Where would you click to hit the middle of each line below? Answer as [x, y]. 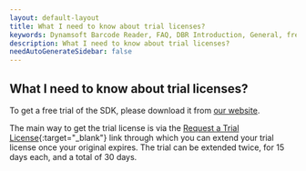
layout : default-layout [55, 18]
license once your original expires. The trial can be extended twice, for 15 [147, 147]
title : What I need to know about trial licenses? [107, 26]
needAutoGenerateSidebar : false [71, 52]
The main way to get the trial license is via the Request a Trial [124, 127]
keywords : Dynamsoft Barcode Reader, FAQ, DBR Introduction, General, [146, 35]
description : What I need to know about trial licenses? [120, 43]
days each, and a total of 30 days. [73, 156]
